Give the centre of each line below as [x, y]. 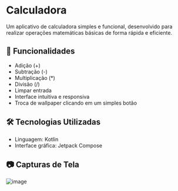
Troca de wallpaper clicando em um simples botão [75, 103]
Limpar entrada [33, 90]
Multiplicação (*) [35, 78]
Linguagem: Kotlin [36, 139]
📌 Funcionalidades [41, 51]
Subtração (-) [31, 72]
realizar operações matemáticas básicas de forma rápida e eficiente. [89, 32]
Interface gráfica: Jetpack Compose [58, 145]
